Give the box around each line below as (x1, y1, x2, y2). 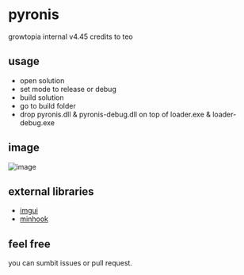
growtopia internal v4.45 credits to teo (8, 32, 133, 41)
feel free (8, 237, 51, 250)
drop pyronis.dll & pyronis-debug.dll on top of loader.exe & (19, 109, 212, 119)
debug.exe (19, 117, 55, 128)
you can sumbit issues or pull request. (8, 258, 133, 268)
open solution (19, 75, 65, 85)
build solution (19, 93, 65, 102)
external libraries (8, 185, 94, 198)
